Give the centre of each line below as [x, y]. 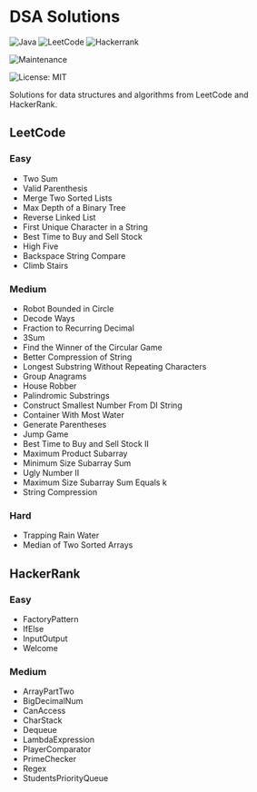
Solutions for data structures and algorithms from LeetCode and [129, 94]
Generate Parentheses [64, 424]
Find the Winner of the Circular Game [92, 347]
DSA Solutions [65, 17]
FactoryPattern [50, 619]
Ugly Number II [51, 472]
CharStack [42, 720]
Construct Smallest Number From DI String [103, 405]
